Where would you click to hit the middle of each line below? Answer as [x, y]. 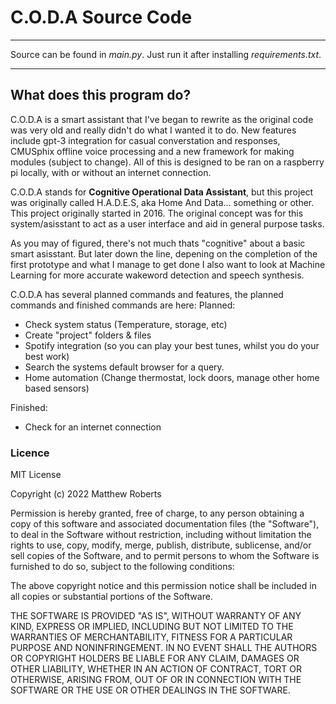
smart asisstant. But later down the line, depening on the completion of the [164, 253]
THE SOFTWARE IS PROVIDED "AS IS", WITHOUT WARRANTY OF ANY [156, 616]
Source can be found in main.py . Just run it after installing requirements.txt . [166, 54]
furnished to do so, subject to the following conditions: [122, 567]
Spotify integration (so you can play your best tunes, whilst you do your [172, 345]
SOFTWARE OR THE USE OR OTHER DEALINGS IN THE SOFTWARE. [150, 690]
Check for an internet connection [93, 427]
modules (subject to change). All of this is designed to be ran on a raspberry [167, 162]
